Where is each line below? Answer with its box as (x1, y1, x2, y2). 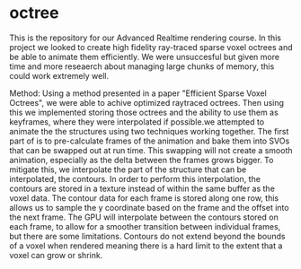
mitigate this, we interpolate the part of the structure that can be (9, 164, 247, 175)
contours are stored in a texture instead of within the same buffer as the (9, 183, 276, 194)
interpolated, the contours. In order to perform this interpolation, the (9, 173, 261, 184)
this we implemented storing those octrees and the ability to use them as (9, 107, 279, 117)
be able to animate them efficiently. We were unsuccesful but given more (9, 51, 280, 62)
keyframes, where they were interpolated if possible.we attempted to (9, 116, 265, 127)
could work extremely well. (9, 70, 110, 81)
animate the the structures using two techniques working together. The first (9, 126, 289, 136)
